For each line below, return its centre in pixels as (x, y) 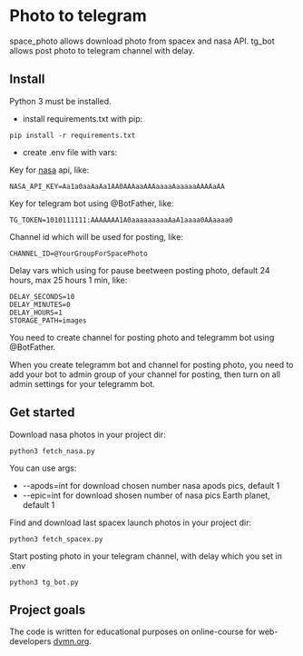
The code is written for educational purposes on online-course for (133, 631)
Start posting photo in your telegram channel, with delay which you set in (146, 556)
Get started (42, 413)
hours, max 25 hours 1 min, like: (68, 280)
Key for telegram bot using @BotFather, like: (92, 203)
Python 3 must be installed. (60, 101)
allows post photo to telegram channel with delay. (102, 50)
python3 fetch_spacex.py (56, 539)
